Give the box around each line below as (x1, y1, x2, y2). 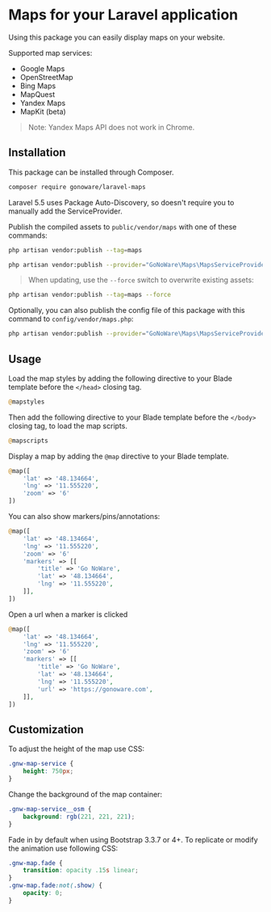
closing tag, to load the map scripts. (8, 420, 127, 430)
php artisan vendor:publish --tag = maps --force (8, 291, 172, 299)
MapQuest (19, 89, 55, 99)
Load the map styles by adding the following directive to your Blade (8, 374, 232, 383)
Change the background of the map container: (8, 789, 163, 799)
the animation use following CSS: (8, 843, 119, 853)
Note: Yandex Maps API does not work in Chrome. (27, 122, 195, 132)
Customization (8, 722, 85, 737)
